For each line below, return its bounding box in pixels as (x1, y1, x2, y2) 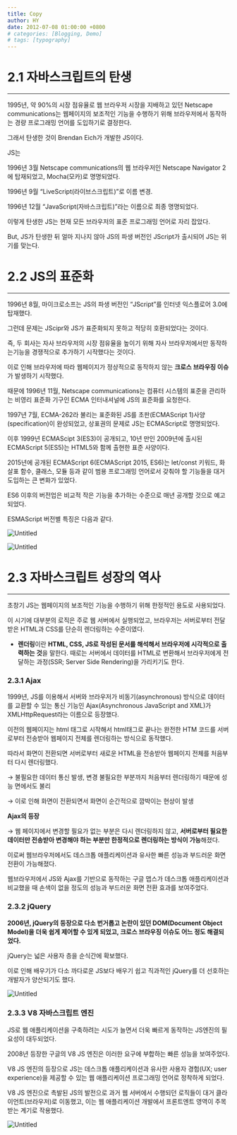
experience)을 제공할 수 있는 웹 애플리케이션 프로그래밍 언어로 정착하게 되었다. (7, 1073, 224, 1082)
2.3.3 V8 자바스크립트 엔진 (7, 1008, 95, 1018)
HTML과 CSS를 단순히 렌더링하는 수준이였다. (20, 624, 145, 633)
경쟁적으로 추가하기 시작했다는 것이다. (31, 348, 136, 356)
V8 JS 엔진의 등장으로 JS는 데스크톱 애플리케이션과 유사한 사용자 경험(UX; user (7, 1064, 227, 1073)
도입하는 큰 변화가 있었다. (7, 476, 78, 484)
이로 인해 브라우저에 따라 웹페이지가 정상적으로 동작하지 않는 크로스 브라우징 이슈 (7, 363, 229, 371)
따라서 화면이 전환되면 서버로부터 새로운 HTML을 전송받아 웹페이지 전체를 (7, 749, 209, 757)
